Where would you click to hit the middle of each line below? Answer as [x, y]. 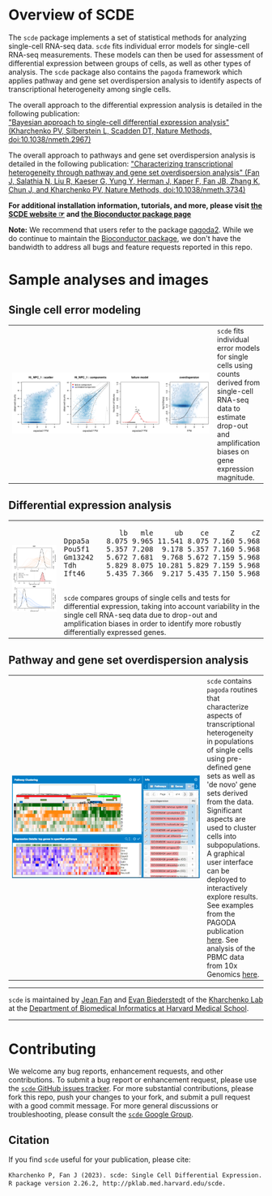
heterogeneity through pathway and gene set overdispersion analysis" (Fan [134, 172]
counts [229, 373]
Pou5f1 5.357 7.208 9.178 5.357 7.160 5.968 [162, 549]
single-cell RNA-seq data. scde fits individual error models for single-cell [129, 45]
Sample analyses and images [108, 280]
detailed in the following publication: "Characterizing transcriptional [121, 163]
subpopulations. [233, 844]
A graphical [225, 853]
